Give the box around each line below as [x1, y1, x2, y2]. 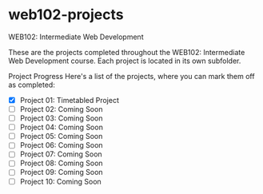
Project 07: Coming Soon [19, 149, 102, 159]
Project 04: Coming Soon [19, 122, 104, 133]
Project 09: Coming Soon [19, 168, 103, 177]
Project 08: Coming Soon [19, 158, 103, 168]
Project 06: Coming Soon [19, 141, 103, 150]
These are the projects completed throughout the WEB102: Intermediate [8, 47, 245, 57]
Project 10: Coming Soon [19, 176, 102, 186]
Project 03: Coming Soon [19, 113, 103, 123]
